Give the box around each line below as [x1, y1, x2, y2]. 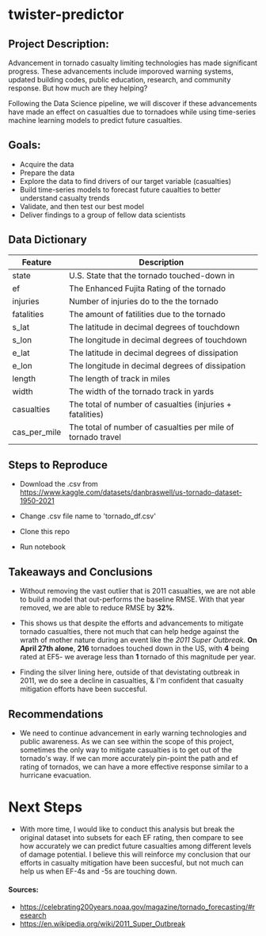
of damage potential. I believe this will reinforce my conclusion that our [19, 850, 251, 859]
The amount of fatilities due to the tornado [68, 308, 226, 319]
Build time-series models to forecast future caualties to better [19, 185, 221, 194]
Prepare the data [19, 168, 75, 178]
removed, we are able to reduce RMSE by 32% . [19, 603, 176, 613]
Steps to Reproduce [8, 458, 108, 472]
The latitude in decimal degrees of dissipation [68, 347, 239, 358]
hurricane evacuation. [19, 770, 92, 780]
